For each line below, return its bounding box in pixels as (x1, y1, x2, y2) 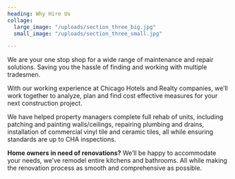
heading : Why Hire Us (7, 10, 71, 18)
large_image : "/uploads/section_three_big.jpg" (13, 23, 157, 30)
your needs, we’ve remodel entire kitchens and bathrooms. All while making (7, 156, 228, 165)
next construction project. (7, 99, 83, 108)
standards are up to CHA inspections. (7, 135, 116, 144)
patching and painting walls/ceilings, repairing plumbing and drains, (7, 121, 205, 129)
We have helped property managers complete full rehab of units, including (7, 113, 224, 121)
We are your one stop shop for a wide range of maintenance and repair (7, 56, 214, 64)
